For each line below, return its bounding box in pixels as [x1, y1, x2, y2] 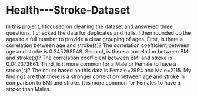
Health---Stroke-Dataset [6, 4, 131, 17]
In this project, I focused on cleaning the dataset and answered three [6, 23, 173, 30]
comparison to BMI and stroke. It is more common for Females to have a [6, 79, 181, 86]
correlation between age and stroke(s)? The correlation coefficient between [6, 42, 190, 49]
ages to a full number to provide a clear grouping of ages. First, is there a [6, 35, 183, 42]
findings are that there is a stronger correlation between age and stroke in [6, 73, 185, 80]
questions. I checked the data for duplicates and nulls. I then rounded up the [6, 29, 191, 36]
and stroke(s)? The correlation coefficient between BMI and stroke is [6, 54, 172, 61]
